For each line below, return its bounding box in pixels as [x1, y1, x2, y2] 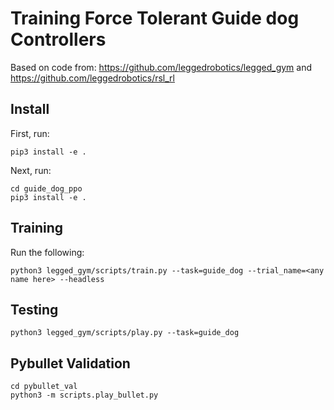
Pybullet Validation [10, 355, 131, 372]
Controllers [10, 28, 107, 51]
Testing [10, 301, 59, 318]
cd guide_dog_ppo [10, 183, 83, 194]
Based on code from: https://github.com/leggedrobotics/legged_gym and [10, 61, 313, 73]
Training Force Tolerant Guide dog [10, 7, 300, 30]
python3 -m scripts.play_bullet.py [10, 390, 159, 401]
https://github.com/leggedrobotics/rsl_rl [10, 72, 175, 84]
